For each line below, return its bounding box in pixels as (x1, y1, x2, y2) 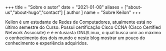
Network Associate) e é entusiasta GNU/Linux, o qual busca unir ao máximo (5, 30, 161, 35)
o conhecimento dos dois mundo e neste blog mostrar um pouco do (5, 35, 145, 41)
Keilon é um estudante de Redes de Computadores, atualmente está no (5, 19, 152, 25)
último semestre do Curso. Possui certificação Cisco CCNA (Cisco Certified (5, 24, 161, 30)
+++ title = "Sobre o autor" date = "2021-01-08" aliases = (5, 4, 123, 10)
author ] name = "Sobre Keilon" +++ (66, 9, 141, 15)
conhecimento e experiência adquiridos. (5, 40, 88, 46)
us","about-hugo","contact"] (5, 9, 63, 15)
